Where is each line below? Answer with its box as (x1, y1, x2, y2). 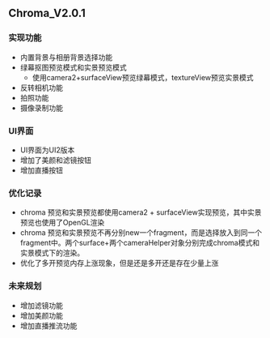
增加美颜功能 (19, 310, 63, 320)
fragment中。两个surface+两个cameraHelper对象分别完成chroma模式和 (19, 238, 260, 248)
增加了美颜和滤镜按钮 (19, 155, 91, 165)
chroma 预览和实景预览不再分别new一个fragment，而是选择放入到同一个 (19, 228, 263, 237)
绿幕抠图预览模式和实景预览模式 (19, 62, 127, 72)
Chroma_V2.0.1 (8, 6, 86, 20)
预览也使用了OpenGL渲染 (19, 218, 105, 228)
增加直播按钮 (19, 165, 63, 175)
